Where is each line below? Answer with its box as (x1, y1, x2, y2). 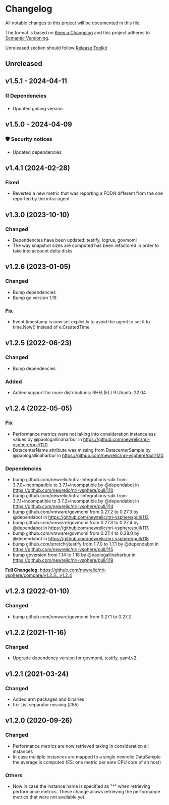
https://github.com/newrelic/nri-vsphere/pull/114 (12, 503, 114, 510)
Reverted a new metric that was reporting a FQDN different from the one (12, 190, 163, 196)
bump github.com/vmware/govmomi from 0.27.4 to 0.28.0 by (12, 530, 140, 536)
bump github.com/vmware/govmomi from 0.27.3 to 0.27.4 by (12, 520, 139, 526)
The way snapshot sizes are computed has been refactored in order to (12, 242, 159, 248)
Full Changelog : (5, 567, 39, 573)
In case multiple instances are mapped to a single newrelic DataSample (12, 753, 161, 759)
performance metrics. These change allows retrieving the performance (12, 789, 160, 795)
